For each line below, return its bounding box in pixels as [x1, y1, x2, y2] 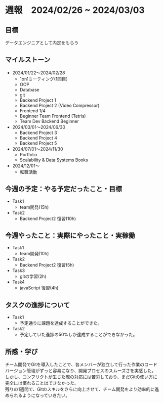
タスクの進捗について [5, 301, 70, 309]
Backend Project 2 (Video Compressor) [19, 102, 100, 108]
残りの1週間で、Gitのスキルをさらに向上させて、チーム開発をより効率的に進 [5, 386, 160, 392]
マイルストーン [5, 55, 50, 64]
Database [19, 87, 40, 92]
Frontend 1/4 [19, 107, 46, 114]
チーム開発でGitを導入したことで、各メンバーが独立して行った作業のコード [5, 361, 158, 367]
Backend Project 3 [19, 130, 58, 135]
